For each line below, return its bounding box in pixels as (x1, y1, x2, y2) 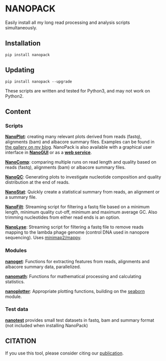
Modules (5, 247, 27, 254)
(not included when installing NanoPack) (5, 322, 88, 328)
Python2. (5, 93, 24, 99)
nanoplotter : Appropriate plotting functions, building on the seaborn (5, 288, 145, 294)
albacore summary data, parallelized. (5, 264, 81, 270)
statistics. (5, 278, 25, 284)
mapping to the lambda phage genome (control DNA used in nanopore (5, 229, 149, 235)
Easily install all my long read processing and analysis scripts (5, 19, 130, 25)
